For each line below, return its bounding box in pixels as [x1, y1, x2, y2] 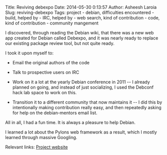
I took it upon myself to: [5, 50, 54, 56]
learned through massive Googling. [5, 135, 77, 140]
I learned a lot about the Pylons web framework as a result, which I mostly [5, 129, 157, 135]
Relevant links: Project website [5, 144, 68, 150]
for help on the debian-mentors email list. [12, 110, 98, 116]
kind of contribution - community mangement [5, 20, 99, 26]
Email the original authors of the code [12, 60, 90, 65]
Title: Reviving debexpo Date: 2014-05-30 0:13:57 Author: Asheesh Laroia [5, 4, 157, 10]
